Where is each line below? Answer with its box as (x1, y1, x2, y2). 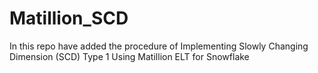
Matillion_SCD (9, 7, 129, 30)
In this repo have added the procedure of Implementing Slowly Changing (9, 40, 309, 52)
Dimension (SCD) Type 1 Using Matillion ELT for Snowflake (9, 50, 250, 62)
